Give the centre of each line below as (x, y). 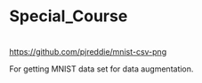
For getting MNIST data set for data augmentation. (101, 69)
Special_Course (69, 16)
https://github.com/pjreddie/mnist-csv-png (88, 52)
